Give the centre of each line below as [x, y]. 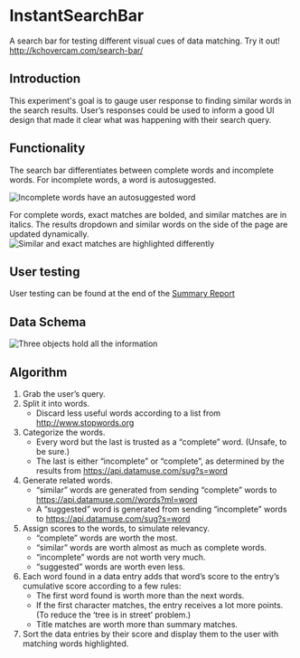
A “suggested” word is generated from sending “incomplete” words [161, 509]
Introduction [45, 79]
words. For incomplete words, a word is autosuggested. [113, 179]
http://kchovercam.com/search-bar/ [76, 50]
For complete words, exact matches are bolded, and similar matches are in [148, 214]
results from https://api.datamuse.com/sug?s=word [132, 470]
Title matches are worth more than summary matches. [136, 624]
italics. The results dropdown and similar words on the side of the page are [149, 224]
